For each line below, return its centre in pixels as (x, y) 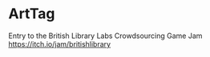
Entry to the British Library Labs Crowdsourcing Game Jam (105, 36)
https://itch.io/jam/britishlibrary (59, 44)
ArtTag (32, 14)
